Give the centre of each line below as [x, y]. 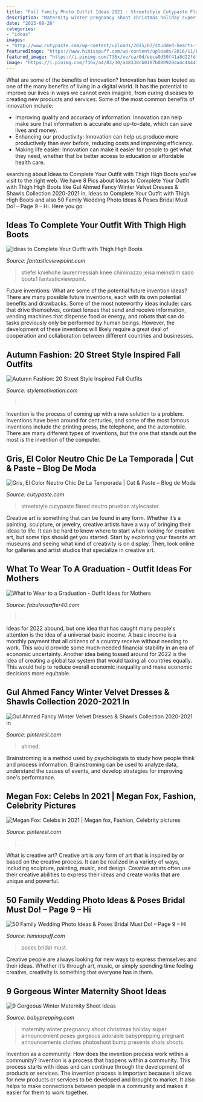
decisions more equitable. [38, 673]
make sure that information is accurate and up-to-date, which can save [103, 123]
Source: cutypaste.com [35, 494]
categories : [21, 29]
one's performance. [31, 777]
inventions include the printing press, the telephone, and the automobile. [96, 427]
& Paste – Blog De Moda [51, 468]
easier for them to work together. [47, 1092]
